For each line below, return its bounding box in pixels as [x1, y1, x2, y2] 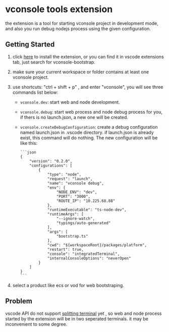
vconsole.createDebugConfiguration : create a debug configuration [20, 124, 158, 130]
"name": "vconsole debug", [47, 181, 104, 186]
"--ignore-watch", [56, 216, 95, 221]
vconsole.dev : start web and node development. [20, 99, 120, 105]
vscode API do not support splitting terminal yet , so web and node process [5, 310, 162, 316]
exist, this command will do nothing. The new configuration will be [20, 135, 158, 141]
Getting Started [5, 40, 55, 49]
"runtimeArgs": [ [47, 211, 84, 216]
